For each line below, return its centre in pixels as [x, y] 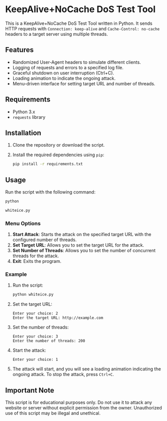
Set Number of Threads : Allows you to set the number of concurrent [84, 251]
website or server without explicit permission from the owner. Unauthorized [84, 408]
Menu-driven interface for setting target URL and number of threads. [84, 83]
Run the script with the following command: [50, 192]
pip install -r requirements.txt [48, 164]
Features [19, 50]
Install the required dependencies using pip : [58, 155]
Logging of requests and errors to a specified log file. [68, 67]
